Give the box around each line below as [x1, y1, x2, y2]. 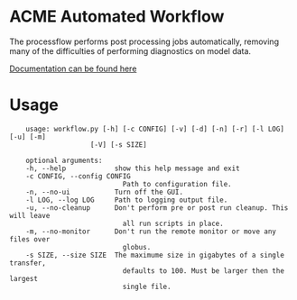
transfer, [9, 259, 47, 268]
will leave [9, 211, 51, 220]
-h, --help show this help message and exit [25, 164, 241, 173]
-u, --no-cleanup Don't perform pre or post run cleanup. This [25, 203, 289, 213]
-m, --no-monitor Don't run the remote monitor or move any [25, 227, 277, 236]
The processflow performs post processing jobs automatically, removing [9, 36, 280, 47]
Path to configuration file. [122, 179, 232, 188]
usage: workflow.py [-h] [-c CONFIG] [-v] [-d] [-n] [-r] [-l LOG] [25, 124, 284, 133]
